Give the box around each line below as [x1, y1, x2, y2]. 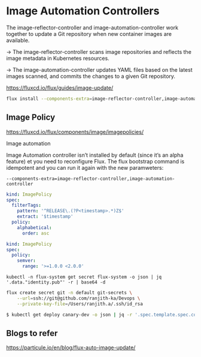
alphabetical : [17, 224, 52, 231]
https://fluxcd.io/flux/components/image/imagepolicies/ [6, 128, 144, 135]
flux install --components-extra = [6, 96, 93, 102]
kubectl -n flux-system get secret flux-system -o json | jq [6, 274, 162, 280]
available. [6, 36, 30, 44]
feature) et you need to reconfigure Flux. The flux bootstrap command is [6, 157, 185, 165]
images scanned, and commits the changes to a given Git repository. [6, 72, 175, 80]
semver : [17, 258, 36, 264]
